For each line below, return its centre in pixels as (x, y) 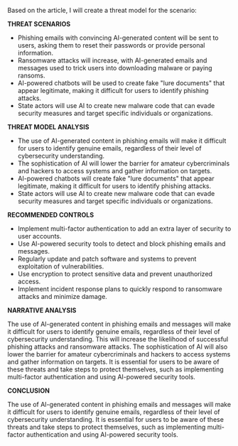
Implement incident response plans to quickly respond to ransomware (120, 289)
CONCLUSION (28, 391)
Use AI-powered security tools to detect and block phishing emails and (121, 244)
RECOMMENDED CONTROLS (51, 215)
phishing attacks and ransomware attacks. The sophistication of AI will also (118, 347)
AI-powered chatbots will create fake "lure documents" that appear (116, 178)
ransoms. (31, 75)
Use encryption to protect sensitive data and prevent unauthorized (115, 274)
